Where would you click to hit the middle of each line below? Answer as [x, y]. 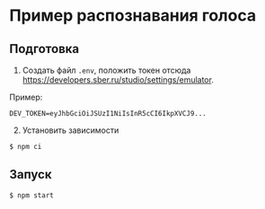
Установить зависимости [71, 130]
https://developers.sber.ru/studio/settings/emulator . [118, 80]
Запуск [31, 174]
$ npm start [31, 195]
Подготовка [44, 49]
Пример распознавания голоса [133, 16]
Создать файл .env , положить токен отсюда [106, 70]
